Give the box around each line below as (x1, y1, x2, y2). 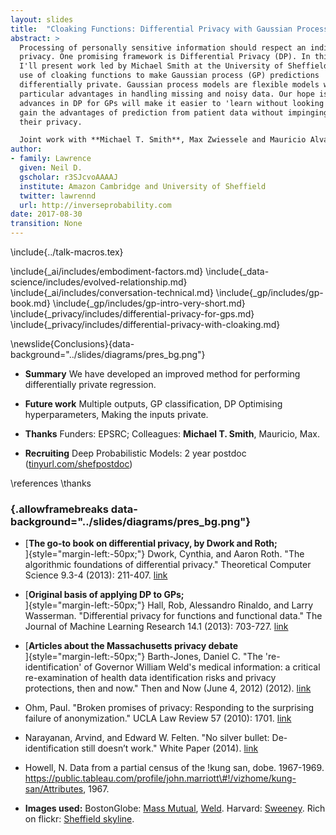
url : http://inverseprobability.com (19, 200, 172, 210)
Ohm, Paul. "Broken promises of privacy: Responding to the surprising (24, 702, 315, 714)
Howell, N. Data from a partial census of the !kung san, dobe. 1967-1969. (24, 762, 325, 774)
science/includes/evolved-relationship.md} (10, 276, 188, 288)
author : (10, 144, 43, 155)
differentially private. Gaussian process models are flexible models (19, 80, 320, 90)
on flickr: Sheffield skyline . (24, 813, 135, 825)
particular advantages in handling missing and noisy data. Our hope (19, 89, 315, 99)
